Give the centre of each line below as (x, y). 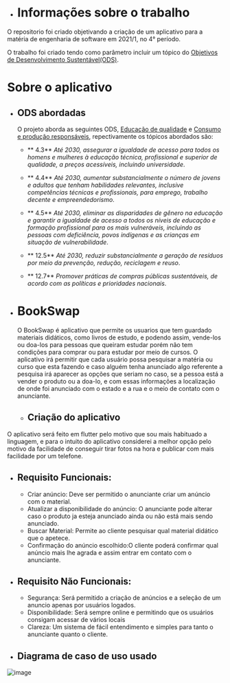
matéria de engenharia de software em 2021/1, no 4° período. (94, 38)
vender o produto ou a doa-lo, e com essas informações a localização (116, 381)
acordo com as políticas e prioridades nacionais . (97, 283)
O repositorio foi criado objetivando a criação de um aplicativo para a (105, 32)
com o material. (49, 501)
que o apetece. (49, 538)
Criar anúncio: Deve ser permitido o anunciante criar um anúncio (119, 494)
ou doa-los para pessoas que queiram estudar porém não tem (105, 344)
